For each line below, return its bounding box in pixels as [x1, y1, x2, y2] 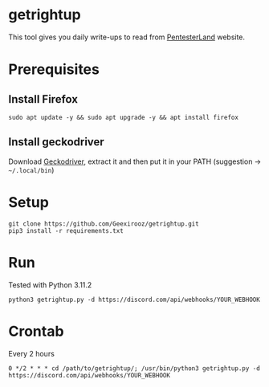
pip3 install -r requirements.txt [8, 226, 124, 234]
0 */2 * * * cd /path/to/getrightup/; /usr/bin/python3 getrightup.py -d [8, 364, 261, 373]
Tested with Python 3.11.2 [8, 279, 92, 290]
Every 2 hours [8, 348, 55, 358]
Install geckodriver [8, 135, 104, 149]
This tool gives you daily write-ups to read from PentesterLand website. [8, 32, 246, 42]
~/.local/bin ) [8, 165, 55, 174]
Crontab [8, 322, 64, 340]
